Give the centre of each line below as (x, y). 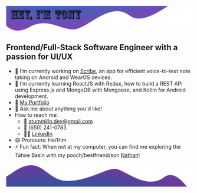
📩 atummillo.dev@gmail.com (58, 121)
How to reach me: (36, 115)
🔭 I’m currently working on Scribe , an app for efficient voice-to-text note (102, 71)
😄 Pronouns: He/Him (40, 140)
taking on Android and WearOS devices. (63, 77)
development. (31, 96)
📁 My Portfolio (32, 102)
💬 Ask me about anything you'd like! (58, 109)
